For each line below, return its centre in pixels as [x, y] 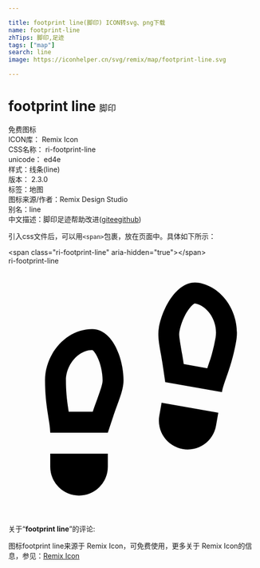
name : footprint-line [44, 30]
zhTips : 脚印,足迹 [37, 38]
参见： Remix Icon [51, 555]
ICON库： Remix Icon [43, 139]
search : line [30, 53]
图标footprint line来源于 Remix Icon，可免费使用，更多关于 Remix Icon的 [127, 546]
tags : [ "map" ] [32, 45]
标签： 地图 [26, 189]
